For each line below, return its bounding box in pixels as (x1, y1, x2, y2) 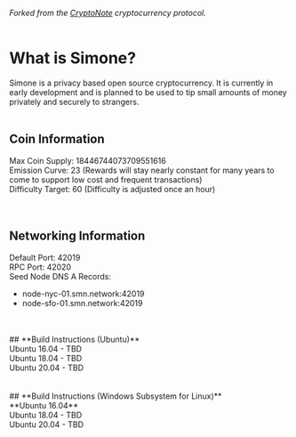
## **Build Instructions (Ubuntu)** (9, 334, 140, 344)
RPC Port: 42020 (9, 262, 72, 272)
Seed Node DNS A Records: (9, 271, 111, 281)
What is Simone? (9, 48, 136, 69)
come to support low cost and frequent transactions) (9, 174, 203, 185)
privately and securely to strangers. (9, 96, 140, 107)
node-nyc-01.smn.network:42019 (21, 288, 145, 299)
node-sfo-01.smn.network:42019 (21, 297, 143, 308)
